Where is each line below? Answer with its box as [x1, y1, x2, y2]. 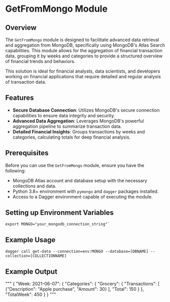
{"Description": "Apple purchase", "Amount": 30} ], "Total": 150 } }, [5, 286, 144, 292]
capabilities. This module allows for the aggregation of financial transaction [5, 48, 162, 53]
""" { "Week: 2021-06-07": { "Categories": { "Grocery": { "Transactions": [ [5, 281, 160, 287]
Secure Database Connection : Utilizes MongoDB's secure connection [12, 107, 160, 113]
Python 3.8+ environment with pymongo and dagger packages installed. [12, 188, 159, 194]
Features [5, 93, 34, 102]
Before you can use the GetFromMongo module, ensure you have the [5, 162, 145, 168]
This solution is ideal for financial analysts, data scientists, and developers [5, 68, 160, 74]
